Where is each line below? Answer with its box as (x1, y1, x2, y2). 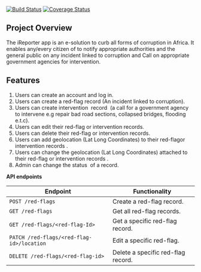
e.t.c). (14, 117, 30, 124)
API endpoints (6, 173, 42, 180)
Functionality (133, 187, 172, 195)
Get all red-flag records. (112, 207, 181, 215)
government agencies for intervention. (6, 58, 101, 65)
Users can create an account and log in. (14, 91, 114, 98)
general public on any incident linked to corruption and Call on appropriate (6, 52, 190, 59)
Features (6, 75, 40, 86)
